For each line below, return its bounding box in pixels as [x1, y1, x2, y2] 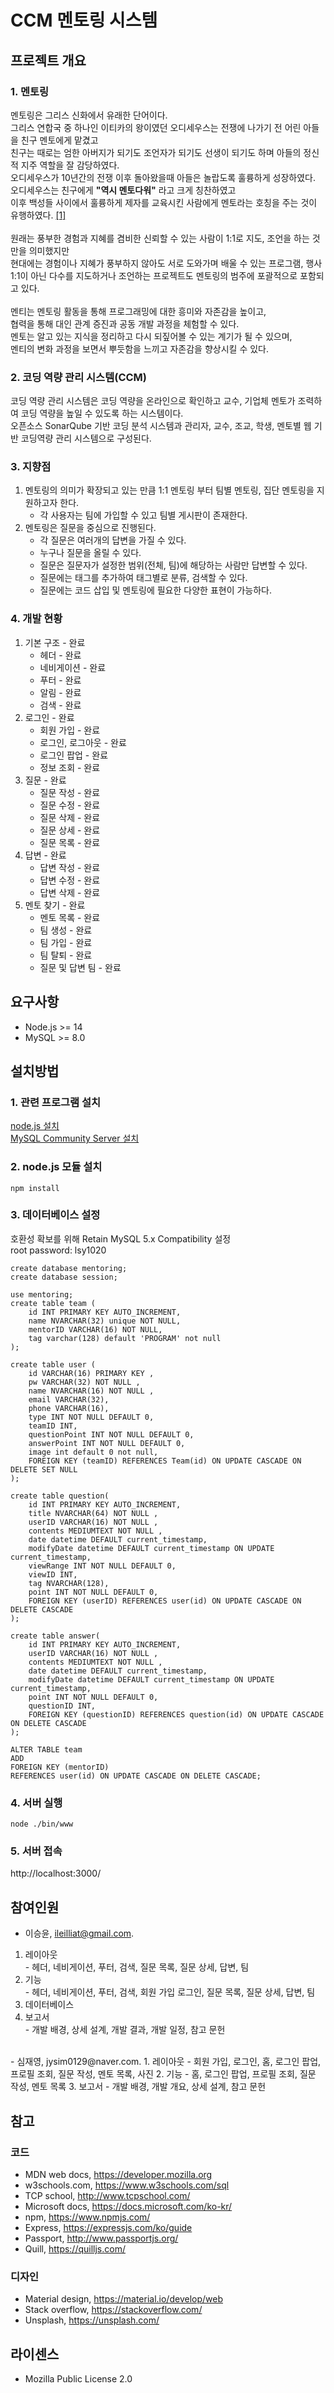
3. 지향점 [10, 460, 52, 474]
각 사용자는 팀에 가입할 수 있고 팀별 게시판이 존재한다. [39, 509, 248, 521]
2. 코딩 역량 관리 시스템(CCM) [10, 370, 147, 384]
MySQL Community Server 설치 [10, 1132, 140, 1145]
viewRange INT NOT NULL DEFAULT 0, [28, 1561, 177, 1571]
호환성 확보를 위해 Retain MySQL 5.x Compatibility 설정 [10, 1232, 232, 1245]
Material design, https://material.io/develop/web [24, 2293, 223, 2305]
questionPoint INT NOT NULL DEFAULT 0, [28, 1429, 195, 1440]
